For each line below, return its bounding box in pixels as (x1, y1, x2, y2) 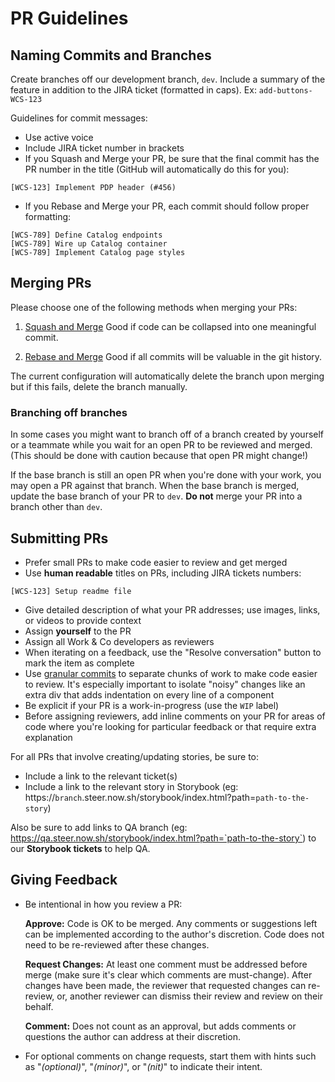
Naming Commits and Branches (10, 47, 212, 64)
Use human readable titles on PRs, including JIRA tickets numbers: (24, 567, 302, 579)
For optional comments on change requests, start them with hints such (24, 1050, 317, 1062)
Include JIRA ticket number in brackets (24, 142, 185, 154)
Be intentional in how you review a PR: (24, 898, 183, 910)
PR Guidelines (10, 7, 129, 30)
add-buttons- (258, 86, 313, 96)
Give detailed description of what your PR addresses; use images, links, (24, 603, 321, 616)
